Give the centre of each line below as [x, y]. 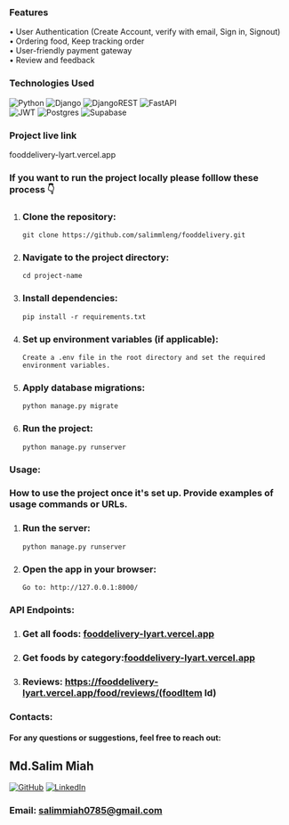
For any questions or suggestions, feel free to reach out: [115, 738]
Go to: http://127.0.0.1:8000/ [80, 588]
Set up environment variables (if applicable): [120, 339]
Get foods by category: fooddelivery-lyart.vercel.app [139, 658]
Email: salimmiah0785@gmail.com [86, 810]
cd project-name [52, 276]
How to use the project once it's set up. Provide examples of [141, 494]
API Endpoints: [42, 609]
